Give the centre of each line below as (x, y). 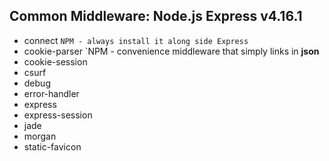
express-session (58, 115)
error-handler (51, 93)
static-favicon (52, 146)
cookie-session (55, 61)
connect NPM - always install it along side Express (136, 40)
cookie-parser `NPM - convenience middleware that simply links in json (171, 51)
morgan (40, 136)
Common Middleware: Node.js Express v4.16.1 (156, 16)
